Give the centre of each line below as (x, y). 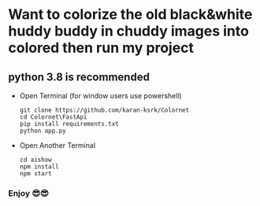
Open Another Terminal (58, 145)
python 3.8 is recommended (79, 77)
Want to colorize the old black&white (130, 15)
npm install (39, 167)
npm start (36, 174)
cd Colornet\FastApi (53, 117)
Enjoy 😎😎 (29, 193)
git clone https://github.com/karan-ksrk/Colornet (104, 110)
